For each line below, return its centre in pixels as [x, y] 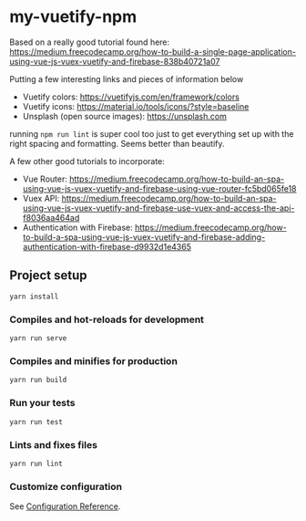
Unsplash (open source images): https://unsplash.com [125, 116]
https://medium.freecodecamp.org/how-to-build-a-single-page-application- [153, 51]
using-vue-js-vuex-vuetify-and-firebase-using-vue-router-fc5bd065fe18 [160, 188]
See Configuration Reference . [65, 506]
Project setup [49, 276]
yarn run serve [38, 339]
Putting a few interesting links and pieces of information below [127, 78]
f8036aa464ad [51, 217]
